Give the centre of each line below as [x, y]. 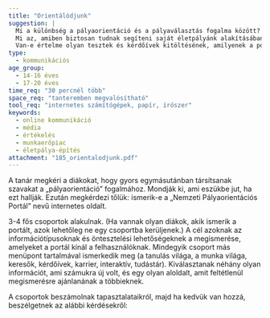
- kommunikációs [43, 61]
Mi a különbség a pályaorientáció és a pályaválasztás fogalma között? [138, 31]
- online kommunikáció [53, 120]
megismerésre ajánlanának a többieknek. [76, 281]
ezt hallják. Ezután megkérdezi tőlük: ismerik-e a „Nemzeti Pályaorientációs [133, 198]
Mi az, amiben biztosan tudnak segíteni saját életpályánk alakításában [140, 38]
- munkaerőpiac [41, 143]
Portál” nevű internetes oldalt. [57, 206]
